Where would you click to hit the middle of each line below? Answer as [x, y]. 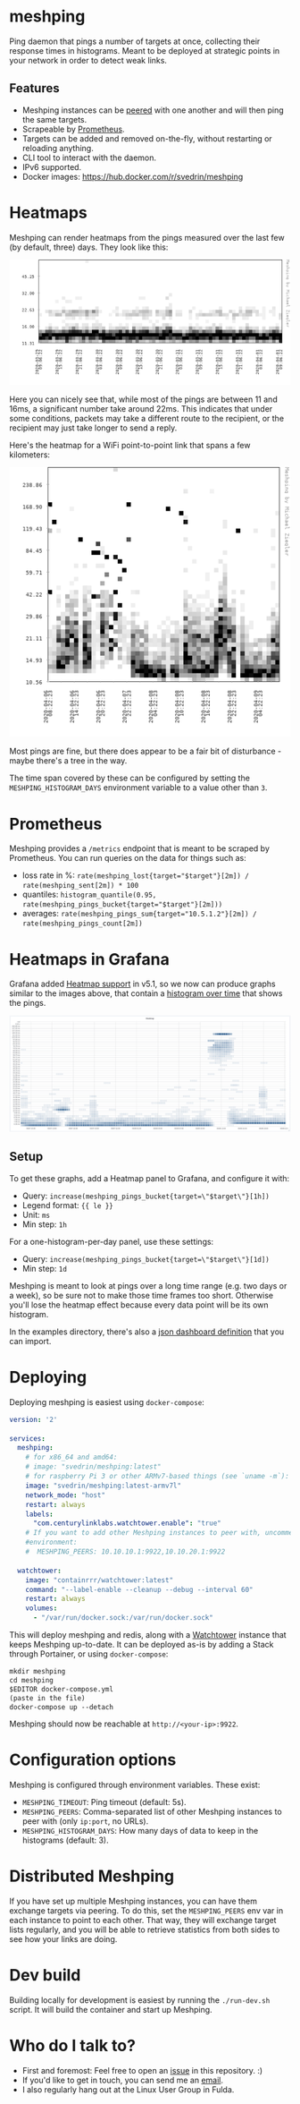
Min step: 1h [44, 1224]
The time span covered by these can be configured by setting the [129, 778]
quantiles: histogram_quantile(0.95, [89, 894]
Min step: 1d [44, 1268]
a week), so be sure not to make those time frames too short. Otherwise [142, 1295]
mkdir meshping [37, 1672]
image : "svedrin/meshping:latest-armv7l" [103, 1486]
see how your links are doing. [63, 1938]
